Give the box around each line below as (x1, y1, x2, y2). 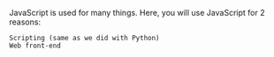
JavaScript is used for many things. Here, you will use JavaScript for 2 (9, 8, 265, 18)
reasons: (9, 17, 42, 27)
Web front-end (9, 41, 62, 50)
